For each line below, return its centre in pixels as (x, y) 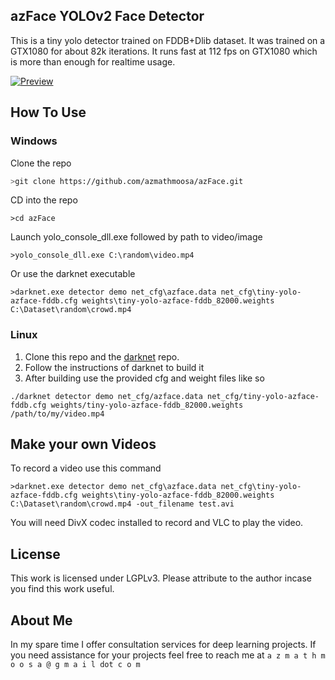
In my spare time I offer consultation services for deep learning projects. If (163, 645)
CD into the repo (44, 200)
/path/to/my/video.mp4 (57, 414)
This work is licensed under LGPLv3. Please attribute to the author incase (161, 578)
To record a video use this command (86, 468)
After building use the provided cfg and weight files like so (144, 378)
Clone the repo (41, 163)
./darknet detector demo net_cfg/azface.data (106, 396)
